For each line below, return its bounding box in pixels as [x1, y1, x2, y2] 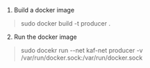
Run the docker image [13, 33, 78, 41]
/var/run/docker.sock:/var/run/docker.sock [20, 53, 143, 62]
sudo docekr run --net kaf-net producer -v [20, 46, 144, 54]
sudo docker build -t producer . [20, 19, 111, 27]
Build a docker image [13, 6, 75, 14]
